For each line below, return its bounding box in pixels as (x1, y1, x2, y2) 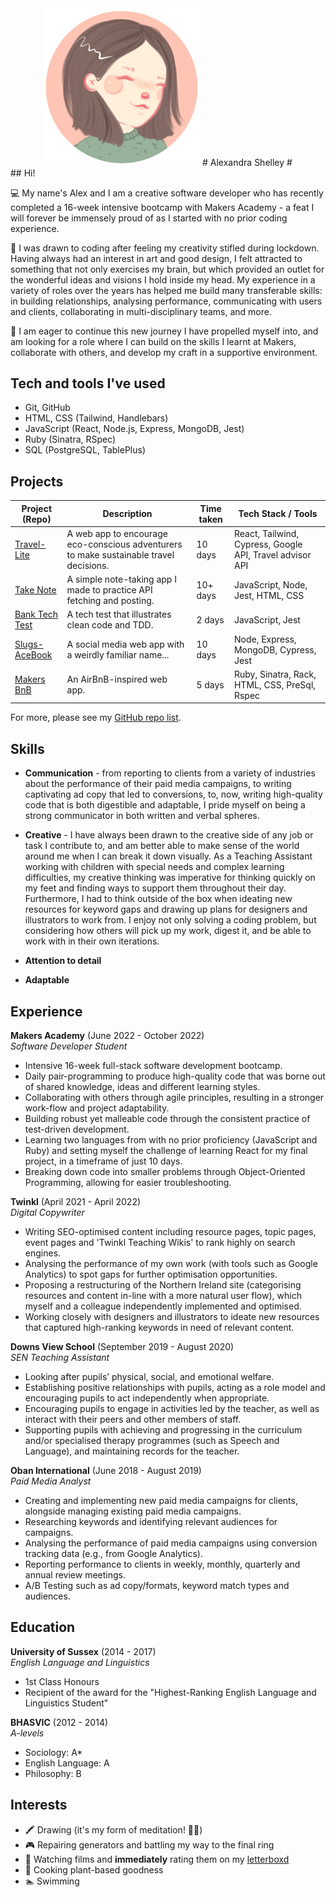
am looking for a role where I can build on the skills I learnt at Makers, (10, 335, 297, 347)
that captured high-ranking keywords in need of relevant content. (24, 1322, 295, 1334)
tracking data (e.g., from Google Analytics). (24, 1548, 203, 1560)
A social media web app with (66, 638, 185, 651)
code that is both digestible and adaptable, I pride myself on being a (24, 799, 306, 811)
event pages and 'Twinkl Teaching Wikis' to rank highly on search (24, 1237, 296, 1249)
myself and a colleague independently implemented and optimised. (24, 1300, 302, 1312)
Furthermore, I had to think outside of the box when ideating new (24, 893, 293, 905)
